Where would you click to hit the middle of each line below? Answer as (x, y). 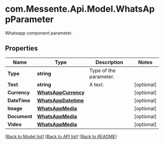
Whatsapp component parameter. (39, 33)
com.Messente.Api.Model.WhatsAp (80, 9)
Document (20, 116)
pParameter (30, 19)
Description (109, 62)
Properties (21, 48)
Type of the (102, 71)
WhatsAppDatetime (60, 100)
